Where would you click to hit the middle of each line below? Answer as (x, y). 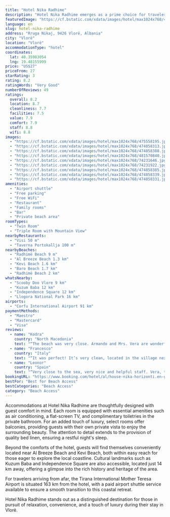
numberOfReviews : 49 (27, 90)
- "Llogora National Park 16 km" (45, 297)
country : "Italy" (33, 353)
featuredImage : (21, 19)
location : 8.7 (25, 104)
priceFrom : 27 (20, 71)
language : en (19, 24)
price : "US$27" (21, 66)
